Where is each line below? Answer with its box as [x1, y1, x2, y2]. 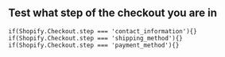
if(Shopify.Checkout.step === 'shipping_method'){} [8, 34, 183, 42]
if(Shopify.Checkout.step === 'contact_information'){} [8, 27, 197, 35]
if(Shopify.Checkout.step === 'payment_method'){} [8, 41, 180, 49]
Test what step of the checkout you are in [8, 6, 217, 20]
